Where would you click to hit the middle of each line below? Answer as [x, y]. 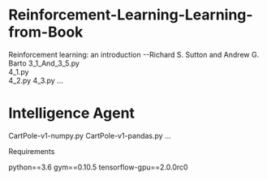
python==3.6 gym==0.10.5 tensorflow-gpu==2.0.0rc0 [98, 167]
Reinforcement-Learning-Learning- [131, 15]
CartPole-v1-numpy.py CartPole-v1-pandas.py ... [90, 135]
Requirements [32, 151]
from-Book [46, 32]
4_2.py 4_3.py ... [36, 80]
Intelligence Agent [72, 113]
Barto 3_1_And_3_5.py [44, 63]
